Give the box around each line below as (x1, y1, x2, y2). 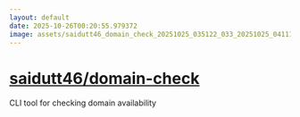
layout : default (9, 13, 70, 22)
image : (9, 29, 34, 38)
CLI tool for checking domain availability (9, 97, 157, 108)
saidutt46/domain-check (9, 68, 200, 88)
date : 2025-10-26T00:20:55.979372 (9, 21, 138, 30)
